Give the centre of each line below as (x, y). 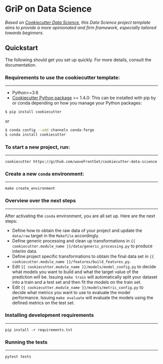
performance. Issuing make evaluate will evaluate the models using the (83, 297)
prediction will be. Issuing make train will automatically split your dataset (85, 277)
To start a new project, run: (38, 147)
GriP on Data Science (49, 9)
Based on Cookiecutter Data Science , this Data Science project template (78, 22)
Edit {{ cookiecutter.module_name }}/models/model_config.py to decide (84, 266)
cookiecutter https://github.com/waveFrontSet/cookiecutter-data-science (81, 161)
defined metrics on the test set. (43, 303)
